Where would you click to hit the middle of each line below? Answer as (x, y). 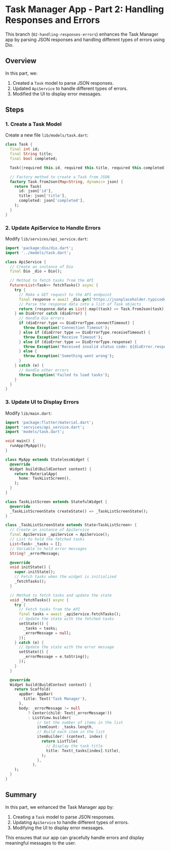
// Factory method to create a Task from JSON (60, 177)
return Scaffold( (33, 689)
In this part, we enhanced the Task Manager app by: (59, 807)
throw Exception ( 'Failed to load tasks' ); (64, 375)
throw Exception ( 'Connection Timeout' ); (67, 328)
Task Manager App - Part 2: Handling (85, 9)
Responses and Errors (53, 20)
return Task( (28, 186)
